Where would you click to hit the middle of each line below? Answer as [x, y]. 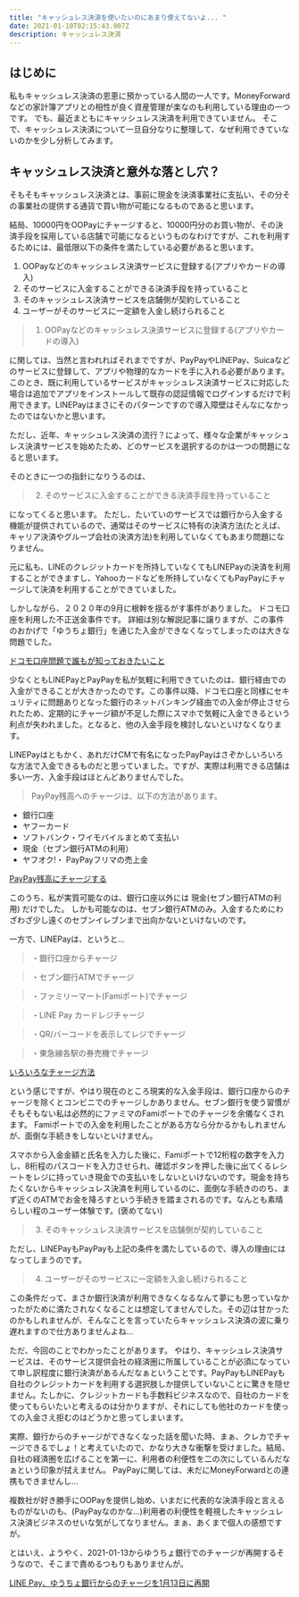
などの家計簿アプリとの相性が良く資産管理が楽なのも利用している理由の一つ [150, 107]
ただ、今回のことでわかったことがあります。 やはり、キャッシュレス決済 [142, 1350]
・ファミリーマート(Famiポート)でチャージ [109, 996]
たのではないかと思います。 [60, 416]
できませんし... [51, 1481]
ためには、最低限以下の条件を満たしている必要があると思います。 [137, 247]
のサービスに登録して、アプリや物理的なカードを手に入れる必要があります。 [149, 371]
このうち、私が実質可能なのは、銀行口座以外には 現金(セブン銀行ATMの [141, 898]
